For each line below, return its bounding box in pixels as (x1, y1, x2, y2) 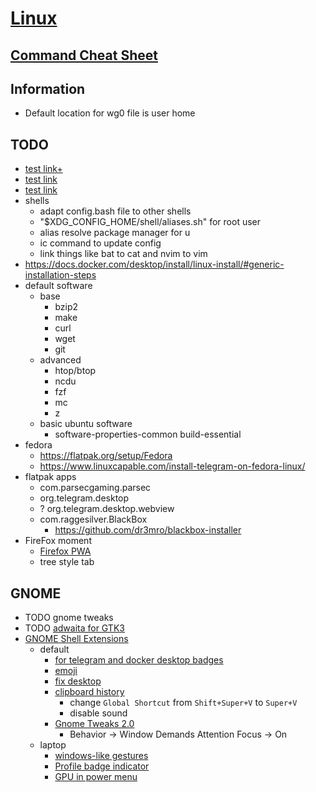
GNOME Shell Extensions (24, 633, 129, 645)
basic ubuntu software (39, 418, 133, 430)
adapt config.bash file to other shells (39, 205, 192, 217)
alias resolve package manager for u (39, 227, 191, 239)
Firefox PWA (39, 545, 92, 557)
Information (10, 80, 86, 97)
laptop (39, 739, 67, 751)
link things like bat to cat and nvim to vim (39, 248, 208, 260)
